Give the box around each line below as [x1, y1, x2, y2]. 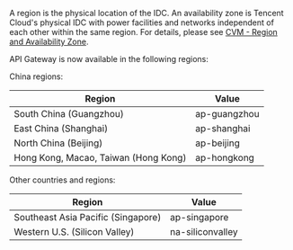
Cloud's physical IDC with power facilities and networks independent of [9, 17, 274, 28]
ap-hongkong [194, 152, 254, 164]
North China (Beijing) [13, 137, 103, 149]
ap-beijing [194, 137, 241, 149]
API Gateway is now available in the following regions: [9, 54, 209, 64]
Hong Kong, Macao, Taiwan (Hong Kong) [13, 152, 187, 164]
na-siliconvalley [169, 226, 238, 237]
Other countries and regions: [9, 174, 116, 185]
